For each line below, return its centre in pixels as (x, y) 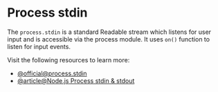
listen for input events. (39, 46)
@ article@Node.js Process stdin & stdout (76, 80)
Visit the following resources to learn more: (69, 59)
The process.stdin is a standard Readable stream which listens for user (109, 32)
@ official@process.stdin (52, 73)
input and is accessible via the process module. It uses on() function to (108, 39)
